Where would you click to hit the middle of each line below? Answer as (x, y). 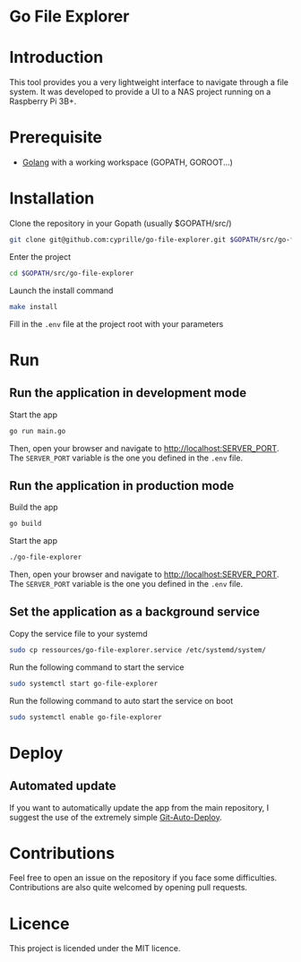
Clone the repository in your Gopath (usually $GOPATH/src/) (120, 223)
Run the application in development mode (128, 393)
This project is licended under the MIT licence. (95, 949)
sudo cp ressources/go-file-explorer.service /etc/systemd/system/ (138, 650)
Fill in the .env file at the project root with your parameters (116, 323)
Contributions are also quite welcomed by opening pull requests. (129, 888)
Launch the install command (61, 290)
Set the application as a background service (134, 612)
